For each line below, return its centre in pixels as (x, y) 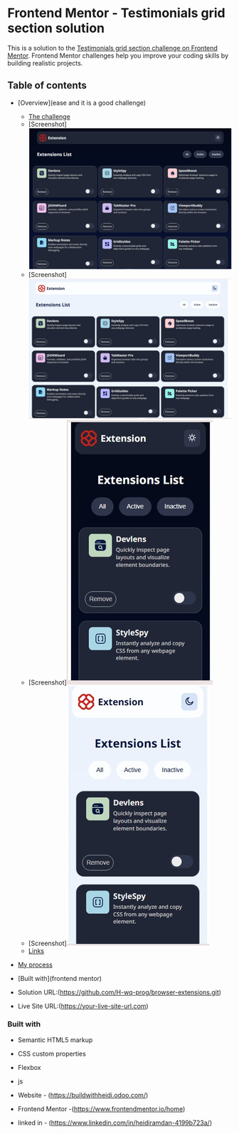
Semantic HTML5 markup (55, 1040)
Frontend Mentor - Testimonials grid (116, 13)
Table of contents (47, 86)
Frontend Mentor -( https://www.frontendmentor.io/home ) (101, 1108)
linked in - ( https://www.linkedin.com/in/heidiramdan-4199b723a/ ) (115, 1123)
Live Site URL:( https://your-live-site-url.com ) (83, 1006)
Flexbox (29, 1067)
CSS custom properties (52, 1054)
